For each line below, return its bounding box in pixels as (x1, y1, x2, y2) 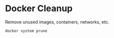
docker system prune (5, 28, 48, 33)
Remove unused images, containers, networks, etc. (5, 19, 110, 25)
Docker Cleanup (5, 3, 73, 14)
